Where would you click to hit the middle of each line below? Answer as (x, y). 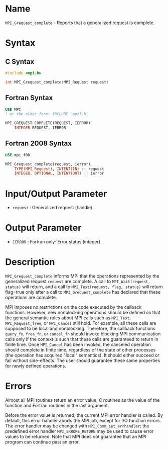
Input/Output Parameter (56, 194)
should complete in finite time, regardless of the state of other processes (80, 350)
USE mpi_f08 (18, 155)
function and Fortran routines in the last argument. (57, 406)
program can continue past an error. (43, 442)
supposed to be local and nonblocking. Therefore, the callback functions (80, 329)
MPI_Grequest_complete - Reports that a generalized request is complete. (80, 23)
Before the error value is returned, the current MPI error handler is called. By (84, 415)
